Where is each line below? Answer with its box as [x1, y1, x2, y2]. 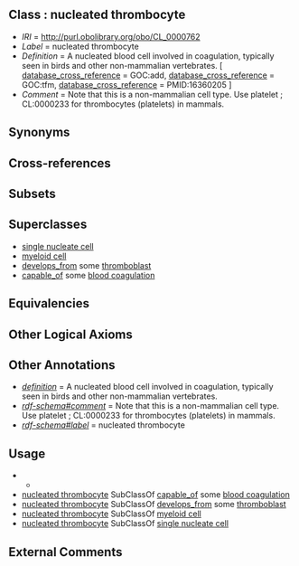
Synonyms [8, 125, 70, 140]
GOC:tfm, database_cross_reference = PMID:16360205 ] [21, 79, 232, 90]
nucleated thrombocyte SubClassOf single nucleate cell [21, 518, 229, 529]
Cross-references [8, 156, 112, 171]
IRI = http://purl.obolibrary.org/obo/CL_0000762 [21, 31, 201, 42]
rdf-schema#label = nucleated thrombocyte [21, 420, 186, 430]
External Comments [8, 544, 123, 560]
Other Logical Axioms [8, 326, 133, 342]
